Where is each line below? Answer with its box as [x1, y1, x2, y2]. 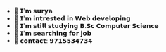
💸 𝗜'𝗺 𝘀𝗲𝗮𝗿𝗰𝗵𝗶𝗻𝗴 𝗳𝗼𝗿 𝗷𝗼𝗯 [13, 29, 91, 37]
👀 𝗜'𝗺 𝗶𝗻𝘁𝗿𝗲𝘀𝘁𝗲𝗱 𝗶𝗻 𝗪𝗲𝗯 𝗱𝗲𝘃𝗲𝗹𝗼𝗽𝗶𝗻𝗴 [13, 14, 132, 22]
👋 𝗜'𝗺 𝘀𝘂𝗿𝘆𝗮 [13, 7, 53, 15]
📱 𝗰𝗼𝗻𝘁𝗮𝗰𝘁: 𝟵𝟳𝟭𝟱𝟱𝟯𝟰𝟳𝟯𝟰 [13, 37, 93, 45]
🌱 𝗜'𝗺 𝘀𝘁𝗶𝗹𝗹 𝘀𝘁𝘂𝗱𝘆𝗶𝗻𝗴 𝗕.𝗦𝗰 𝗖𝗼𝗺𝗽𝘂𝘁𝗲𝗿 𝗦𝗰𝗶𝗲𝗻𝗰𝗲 [13, 22, 160, 30]
